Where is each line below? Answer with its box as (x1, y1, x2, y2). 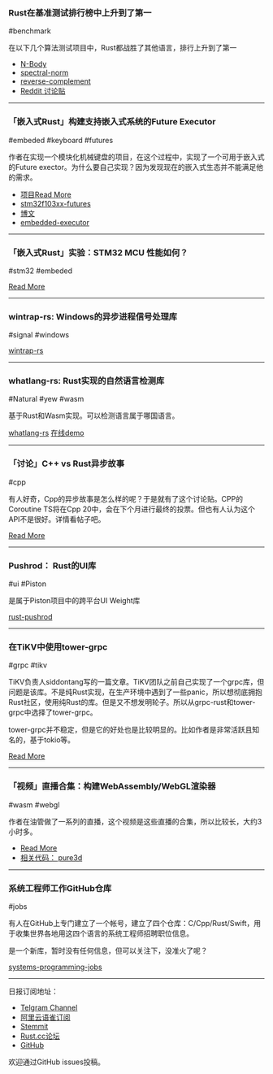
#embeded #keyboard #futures (8, 135, 114, 145)
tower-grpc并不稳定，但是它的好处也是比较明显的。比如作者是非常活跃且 (8, 725, 253, 735)
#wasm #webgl (8, 799, 60, 810)
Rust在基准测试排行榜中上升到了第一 (8, 7, 152, 18)
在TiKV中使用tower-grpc (8, 641, 108, 652)
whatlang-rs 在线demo (8, 428, 84, 438)
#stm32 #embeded (8, 266, 73, 276)
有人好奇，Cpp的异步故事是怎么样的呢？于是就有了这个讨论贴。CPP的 (8, 494, 244, 503)
